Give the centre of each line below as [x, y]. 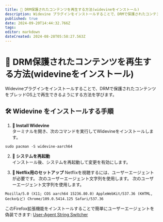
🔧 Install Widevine [31, 125]
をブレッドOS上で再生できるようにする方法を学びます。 [61, 95]
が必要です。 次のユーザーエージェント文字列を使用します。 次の [77, 178]
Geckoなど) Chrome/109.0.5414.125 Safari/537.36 [54, 199]
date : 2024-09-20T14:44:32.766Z [38, 23]
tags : [10, 28]
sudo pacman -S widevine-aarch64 [39, 146]
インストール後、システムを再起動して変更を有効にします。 [71, 162]
